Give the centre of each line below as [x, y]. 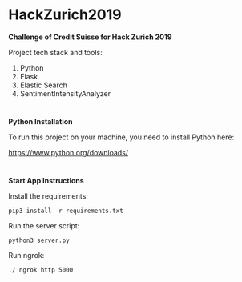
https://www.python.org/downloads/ [69, 153]
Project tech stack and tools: [55, 52]
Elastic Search [44, 85]
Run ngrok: [26, 256]
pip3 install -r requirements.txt [66, 211]
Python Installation [40, 122]
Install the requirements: [48, 196]
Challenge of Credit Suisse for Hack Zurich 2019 [90, 37]
